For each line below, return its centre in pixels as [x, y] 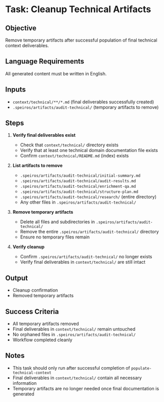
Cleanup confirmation [35, 290]
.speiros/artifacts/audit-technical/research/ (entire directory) [88, 197]
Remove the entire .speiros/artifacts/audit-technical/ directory [89, 232]
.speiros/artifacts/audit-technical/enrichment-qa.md [78, 187]
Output [16, 278]
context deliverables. [27, 46]
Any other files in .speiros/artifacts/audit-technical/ [78, 202]
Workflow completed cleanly [42, 340]
